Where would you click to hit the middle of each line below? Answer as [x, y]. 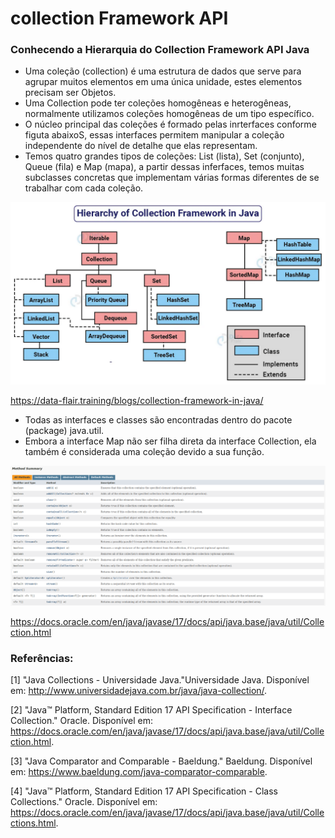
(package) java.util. [64, 430]
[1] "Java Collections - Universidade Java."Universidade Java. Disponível [160, 680]
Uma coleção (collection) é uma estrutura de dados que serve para [163, 71]
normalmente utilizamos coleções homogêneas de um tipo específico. [169, 114]
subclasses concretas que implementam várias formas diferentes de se [172, 178]
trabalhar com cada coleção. [84, 188]
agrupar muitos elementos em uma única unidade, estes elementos [163, 82]
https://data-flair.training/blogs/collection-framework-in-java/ [137, 400]
